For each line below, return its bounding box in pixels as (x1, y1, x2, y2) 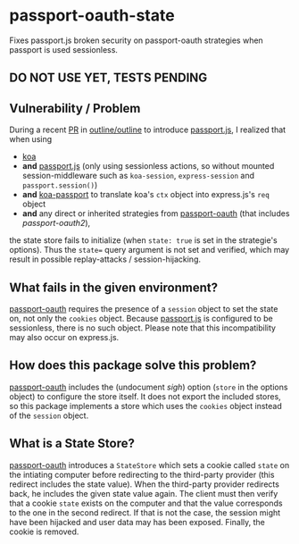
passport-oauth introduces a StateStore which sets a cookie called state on (9, 459, 290, 470)
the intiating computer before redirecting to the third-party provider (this (9, 469, 275, 480)
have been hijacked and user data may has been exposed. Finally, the (9, 516, 265, 527)
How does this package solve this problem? (9, 358, 257, 373)
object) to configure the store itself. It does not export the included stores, (9, 390, 281, 402)
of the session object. (9, 410, 89, 421)
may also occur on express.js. (9, 331, 120, 342)
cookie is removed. (9, 526, 79, 537)
